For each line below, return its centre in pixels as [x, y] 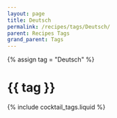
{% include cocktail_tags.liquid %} [56, 107]
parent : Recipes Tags [39, 33]
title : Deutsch [29, 20]
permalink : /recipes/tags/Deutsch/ [59, 27]
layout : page [26, 14]
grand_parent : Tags [36, 40]
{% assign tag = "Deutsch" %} [51, 59]
